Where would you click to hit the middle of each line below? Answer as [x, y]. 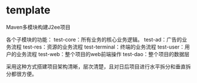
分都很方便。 [21, 74]
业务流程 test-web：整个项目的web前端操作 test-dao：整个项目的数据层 [103, 54]
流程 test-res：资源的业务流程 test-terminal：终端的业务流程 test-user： [98, 47]
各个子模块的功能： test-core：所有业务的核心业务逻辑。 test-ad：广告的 [94, 39]
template [28, 10]
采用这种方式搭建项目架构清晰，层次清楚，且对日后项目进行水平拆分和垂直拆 [98, 66]
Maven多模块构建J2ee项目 [38, 27]
